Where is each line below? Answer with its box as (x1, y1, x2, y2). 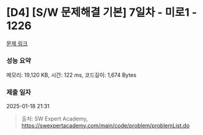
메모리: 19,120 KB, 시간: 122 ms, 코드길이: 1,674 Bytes (6, 71, 136, 79)
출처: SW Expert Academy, (21, 115, 88, 122)
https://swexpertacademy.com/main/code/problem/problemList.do (21, 122, 190, 129)
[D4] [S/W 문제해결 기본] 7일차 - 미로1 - (6, 5, 197, 19)
